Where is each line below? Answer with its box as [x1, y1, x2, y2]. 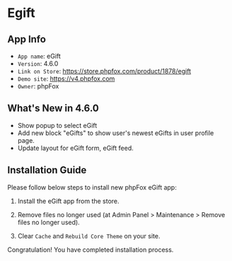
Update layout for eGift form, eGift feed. [17, 144, 134, 152]
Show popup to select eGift [17, 121, 98, 129]
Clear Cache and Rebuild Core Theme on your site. [17, 231, 161, 240]
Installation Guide [7, 164, 87, 176]
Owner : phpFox [17, 82, 59, 90]
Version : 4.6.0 [17, 59, 59, 68]
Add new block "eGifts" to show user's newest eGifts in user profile [17, 129, 214, 137]
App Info [7, 33, 46, 45]
